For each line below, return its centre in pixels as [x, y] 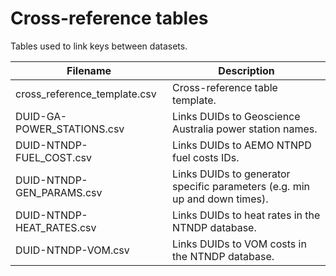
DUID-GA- [41, 116]
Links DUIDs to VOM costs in [239, 244]
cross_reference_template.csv [86, 94]
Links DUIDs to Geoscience [236, 116]
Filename [89, 70]
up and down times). [220, 199]
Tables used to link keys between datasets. [99, 46]
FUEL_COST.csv [53, 157]
